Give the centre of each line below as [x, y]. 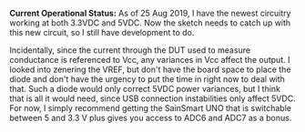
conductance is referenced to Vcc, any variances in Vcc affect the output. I [150, 60]
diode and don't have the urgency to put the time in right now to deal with [147, 79]
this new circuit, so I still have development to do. [102, 32]
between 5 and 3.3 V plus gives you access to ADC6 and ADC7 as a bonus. [151, 118]
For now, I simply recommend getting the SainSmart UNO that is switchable [150, 108]
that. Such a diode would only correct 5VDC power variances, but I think [145, 89]
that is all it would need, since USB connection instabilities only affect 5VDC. [152, 98]
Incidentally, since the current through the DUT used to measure [130, 50]
